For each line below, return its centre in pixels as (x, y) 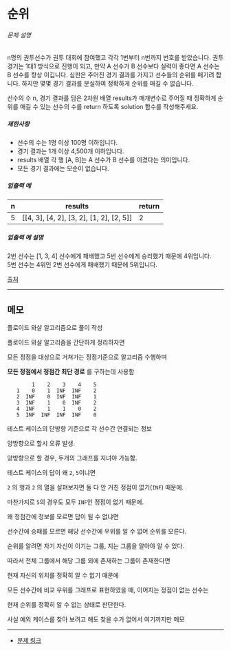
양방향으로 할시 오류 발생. (41, 443)
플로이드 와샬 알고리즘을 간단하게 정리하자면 (66, 342)
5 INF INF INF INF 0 (56, 415)
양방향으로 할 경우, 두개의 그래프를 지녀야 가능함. (72, 458)
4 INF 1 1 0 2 (56, 409)
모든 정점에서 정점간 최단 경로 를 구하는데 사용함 (71, 372)
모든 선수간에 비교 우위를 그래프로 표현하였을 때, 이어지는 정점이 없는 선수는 (108, 590)
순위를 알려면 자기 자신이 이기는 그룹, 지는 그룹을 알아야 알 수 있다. (96, 546)
